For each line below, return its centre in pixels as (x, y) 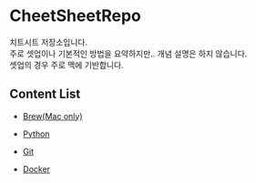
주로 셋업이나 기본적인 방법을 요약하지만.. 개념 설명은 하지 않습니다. (128, 53)
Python (36, 134)
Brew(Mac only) (53, 116)
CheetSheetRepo (75, 16)
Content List (45, 94)
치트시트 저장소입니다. (49, 42)
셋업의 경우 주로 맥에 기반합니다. (67, 65)
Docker (36, 168)
